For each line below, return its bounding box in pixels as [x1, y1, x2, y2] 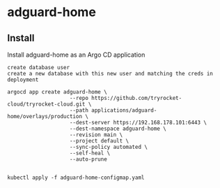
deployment [7, 76, 39, 83]
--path [69, 107, 89, 114]
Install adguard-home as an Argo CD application [7, 50, 146, 59]
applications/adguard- [91, 107, 157, 114]
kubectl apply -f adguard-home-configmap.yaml [7, 174, 145, 181]
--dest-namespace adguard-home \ [69, 125, 167, 132]
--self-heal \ [69, 150, 111, 157]
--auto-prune [69, 156, 108, 163]
